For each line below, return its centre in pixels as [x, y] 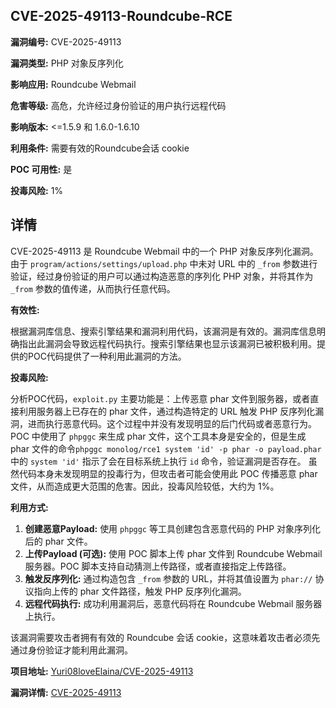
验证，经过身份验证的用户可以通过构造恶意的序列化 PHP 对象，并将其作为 [162, 276]
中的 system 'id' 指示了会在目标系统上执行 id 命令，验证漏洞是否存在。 [158, 461]
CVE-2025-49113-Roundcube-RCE [121, 16]
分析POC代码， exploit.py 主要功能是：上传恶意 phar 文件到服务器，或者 [160, 398]
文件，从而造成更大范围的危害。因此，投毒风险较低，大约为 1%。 [145, 486]
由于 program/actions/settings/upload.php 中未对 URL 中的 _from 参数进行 [164, 263]
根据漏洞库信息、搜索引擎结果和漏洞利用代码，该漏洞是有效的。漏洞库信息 [163, 331]
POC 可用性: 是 [41, 169]
